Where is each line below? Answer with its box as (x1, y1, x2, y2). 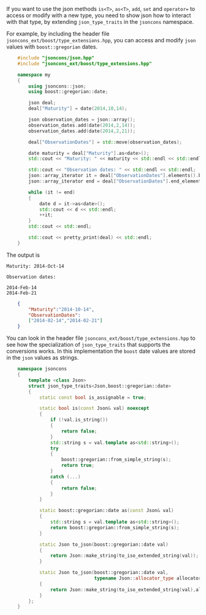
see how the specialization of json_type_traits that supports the (6, 341, 170, 349)
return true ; (61, 462, 95, 469)
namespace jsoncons (17, 366, 67, 372)
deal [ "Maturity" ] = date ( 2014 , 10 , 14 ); (28, 105, 128, 112)
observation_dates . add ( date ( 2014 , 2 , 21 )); (28, 128, 136, 134)
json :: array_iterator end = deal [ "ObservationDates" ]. (28, 178, 172, 184)
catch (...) (50, 474, 81, 480)
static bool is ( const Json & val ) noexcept (39, 406, 150, 412)
